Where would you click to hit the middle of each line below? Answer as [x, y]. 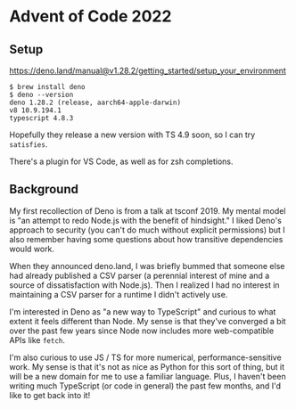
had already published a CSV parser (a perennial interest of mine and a [140, 275]
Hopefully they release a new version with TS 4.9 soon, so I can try [132, 135]
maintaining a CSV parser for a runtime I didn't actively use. [119, 294]
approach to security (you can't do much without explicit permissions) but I [147, 230]
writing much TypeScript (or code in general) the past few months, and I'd [145, 386]
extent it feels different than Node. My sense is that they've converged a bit [148, 321]
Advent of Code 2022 [90, 16]
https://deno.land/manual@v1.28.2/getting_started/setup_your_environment [148, 70]
